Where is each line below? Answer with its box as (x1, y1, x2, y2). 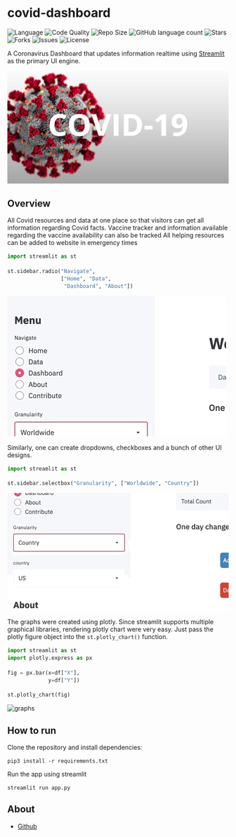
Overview (7, 197, 51, 209)
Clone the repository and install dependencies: (7, 743, 143, 752)
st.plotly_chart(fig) (7, 692, 71, 699)
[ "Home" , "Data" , (60, 275, 112, 282)
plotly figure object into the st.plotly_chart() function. (7, 633, 169, 641)
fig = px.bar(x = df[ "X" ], (7, 669, 80, 676)
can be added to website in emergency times (7, 239, 138, 247)
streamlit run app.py (7, 784, 71, 791)
